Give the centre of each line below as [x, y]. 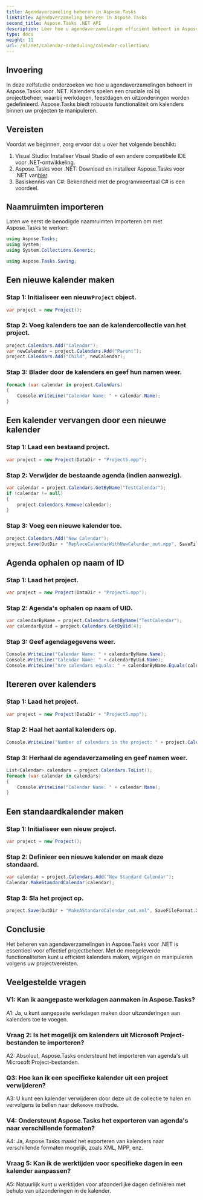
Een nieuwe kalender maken [60, 280]
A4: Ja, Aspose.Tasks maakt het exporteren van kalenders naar [85, 1141]
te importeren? [62, 1043]
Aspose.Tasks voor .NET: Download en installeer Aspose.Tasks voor [100, 169]
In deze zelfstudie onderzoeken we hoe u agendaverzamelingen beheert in [99, 85]
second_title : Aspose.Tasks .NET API [54, 23]
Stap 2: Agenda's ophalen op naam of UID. [69, 608]
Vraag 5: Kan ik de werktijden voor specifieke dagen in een [95, 1164]
